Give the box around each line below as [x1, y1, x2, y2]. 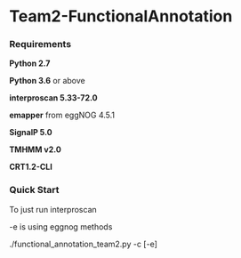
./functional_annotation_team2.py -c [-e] [9, 238, 158, 249]
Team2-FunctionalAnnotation [9, 6, 233, 27]
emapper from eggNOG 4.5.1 [9, 109, 116, 121]
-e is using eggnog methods [9, 221, 113, 232]
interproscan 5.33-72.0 [9, 93, 98, 103]
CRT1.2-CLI [9, 162, 53, 173]
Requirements [9, 38, 72, 51]
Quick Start [9, 184, 60, 197]
